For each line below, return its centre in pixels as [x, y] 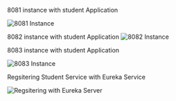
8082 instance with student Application [63, 37]
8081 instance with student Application [63, 10]
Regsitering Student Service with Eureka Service [76, 77]
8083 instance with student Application [63, 50]
